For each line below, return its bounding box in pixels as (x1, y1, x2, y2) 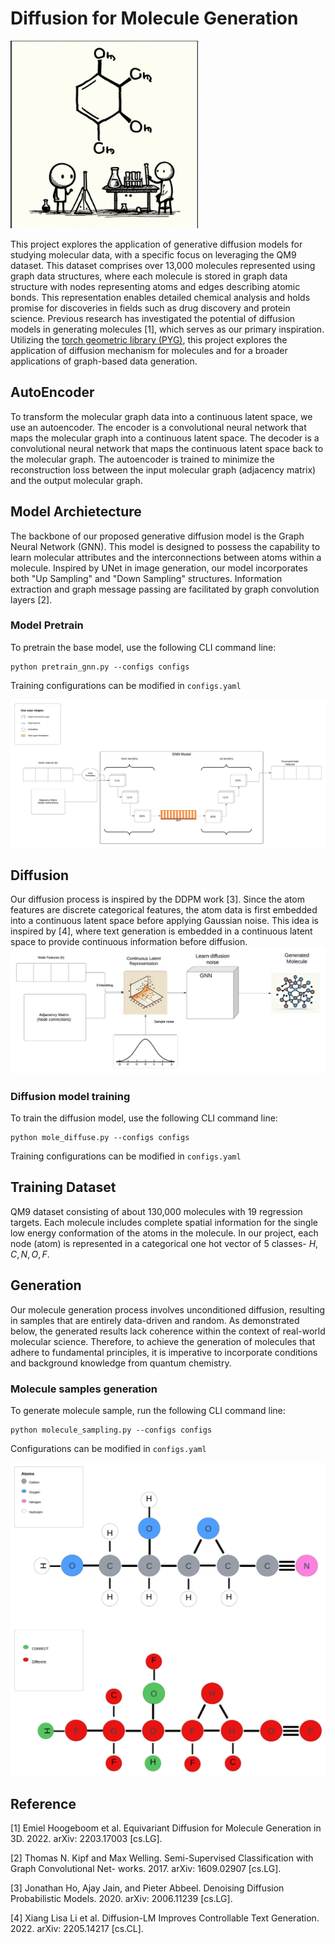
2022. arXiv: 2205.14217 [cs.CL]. (10, 1923, 144, 1935)
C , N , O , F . (10, 1248, 50, 1260)
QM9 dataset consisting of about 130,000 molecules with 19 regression (10, 1205, 303, 1217)
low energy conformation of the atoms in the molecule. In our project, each (10, 1227, 319, 1239)
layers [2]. (10, 593, 53, 606)
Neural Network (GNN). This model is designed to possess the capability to (10, 540, 321, 552)
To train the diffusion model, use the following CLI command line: (10, 1112, 278, 1124)
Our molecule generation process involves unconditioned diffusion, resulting (10, 1303, 326, 1316)
